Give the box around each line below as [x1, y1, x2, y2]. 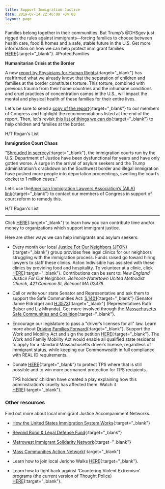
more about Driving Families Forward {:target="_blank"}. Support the [12, 326, 150, 332]
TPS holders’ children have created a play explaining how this [12, 376, 137, 382]
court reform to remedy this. [5, 196, 62, 202]
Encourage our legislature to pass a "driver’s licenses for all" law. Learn [12, 321, 157, 326]
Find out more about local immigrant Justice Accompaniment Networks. [5, 410, 151, 416]
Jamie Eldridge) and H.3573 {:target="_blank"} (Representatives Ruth [12, 301, 151, 307]
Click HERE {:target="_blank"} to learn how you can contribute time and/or [5, 220, 155, 226]
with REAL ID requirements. [12, 352, 68, 358]
